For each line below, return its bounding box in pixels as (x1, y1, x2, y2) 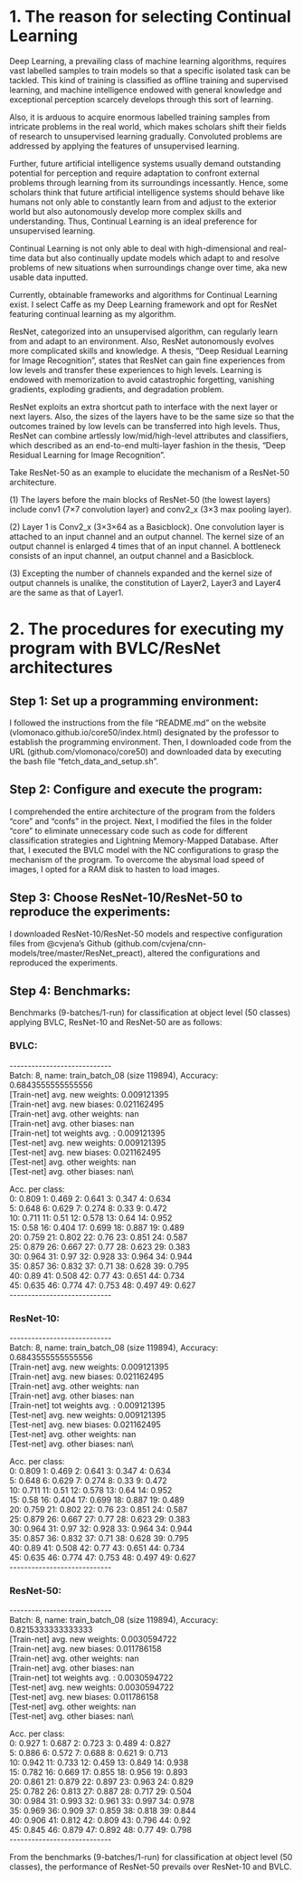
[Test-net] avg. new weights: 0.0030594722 (9, 1682, 175, 1693)
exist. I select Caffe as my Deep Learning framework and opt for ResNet (9, 299, 278, 310)
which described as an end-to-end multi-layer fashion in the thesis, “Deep (9, 439, 287, 450)
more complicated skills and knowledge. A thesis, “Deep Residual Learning (9, 345, 289, 356)
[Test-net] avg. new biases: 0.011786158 (9, 1692, 159, 1703)
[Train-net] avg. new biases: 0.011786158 (9, 1644, 162, 1655)
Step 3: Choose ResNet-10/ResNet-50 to (9, 890, 243, 906)
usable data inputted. (9, 272, 89, 283)
